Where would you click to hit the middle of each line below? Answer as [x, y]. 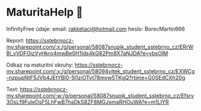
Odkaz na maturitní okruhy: [40, 65]
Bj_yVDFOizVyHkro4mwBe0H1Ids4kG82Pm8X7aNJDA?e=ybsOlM [87, 53]
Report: [16, 40]
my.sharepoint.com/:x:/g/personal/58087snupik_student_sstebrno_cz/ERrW [100, 47]
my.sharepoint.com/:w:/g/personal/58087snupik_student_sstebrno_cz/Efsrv [100, 95]
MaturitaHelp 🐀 [45, 12]
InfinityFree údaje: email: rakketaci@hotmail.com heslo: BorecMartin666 [96, 29]
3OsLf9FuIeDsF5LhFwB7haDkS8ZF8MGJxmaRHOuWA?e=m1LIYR [88, 102]
